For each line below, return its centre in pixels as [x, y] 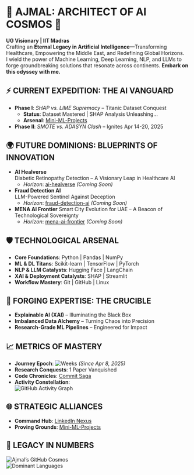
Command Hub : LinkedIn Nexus [53, 421]
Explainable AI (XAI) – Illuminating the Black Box [73, 315]
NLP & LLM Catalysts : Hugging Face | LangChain [73, 270]
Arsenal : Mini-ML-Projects [55, 120]
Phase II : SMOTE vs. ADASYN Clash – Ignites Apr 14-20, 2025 [89, 126]
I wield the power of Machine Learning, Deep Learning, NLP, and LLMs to [94, 59]
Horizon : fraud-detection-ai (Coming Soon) [75, 203]
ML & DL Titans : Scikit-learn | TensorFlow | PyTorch [77, 264]
